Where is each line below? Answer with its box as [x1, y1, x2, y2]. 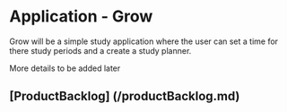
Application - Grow [9, 6, 153, 27]
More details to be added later [9, 63, 121, 73]
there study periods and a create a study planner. [9, 45, 192, 56]
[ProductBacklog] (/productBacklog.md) [9, 89, 240, 104]
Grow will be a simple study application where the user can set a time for [9, 36, 279, 47]
